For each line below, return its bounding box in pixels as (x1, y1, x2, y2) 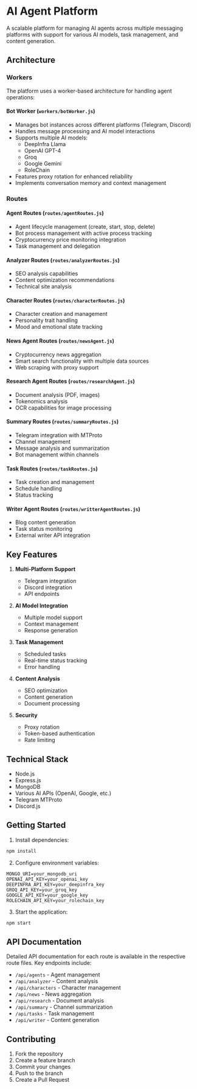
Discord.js (15, 802, 41, 810)
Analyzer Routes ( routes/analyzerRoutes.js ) (6, 256, 120, 264)
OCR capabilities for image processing (15, 404, 112, 411)
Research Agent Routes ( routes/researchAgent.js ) (6, 377, 135, 385)
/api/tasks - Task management (15, 1010, 94, 1017)
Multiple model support (24, 614, 83, 622)
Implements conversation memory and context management (15, 179, 167, 186)
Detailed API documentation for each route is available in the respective (6, 953, 185, 960)
